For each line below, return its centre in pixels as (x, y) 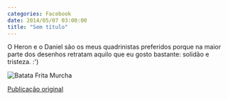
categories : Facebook (39, 14)
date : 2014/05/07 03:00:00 (47, 20)
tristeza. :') (23, 62)
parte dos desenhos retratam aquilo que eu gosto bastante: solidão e (108, 54)
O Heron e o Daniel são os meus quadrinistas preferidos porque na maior (114, 47)
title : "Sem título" (38, 27)
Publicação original (36, 89)
